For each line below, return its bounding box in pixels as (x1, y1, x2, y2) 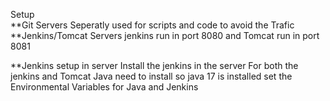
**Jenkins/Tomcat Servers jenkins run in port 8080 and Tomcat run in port (10, 30, 320, 41)
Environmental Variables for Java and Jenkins (10, 81, 199, 93)
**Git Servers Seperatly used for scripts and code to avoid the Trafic (10, 19, 295, 31)
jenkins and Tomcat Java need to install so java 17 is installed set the (10, 70, 293, 82)
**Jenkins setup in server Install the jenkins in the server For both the (10, 60, 299, 71)
